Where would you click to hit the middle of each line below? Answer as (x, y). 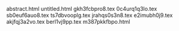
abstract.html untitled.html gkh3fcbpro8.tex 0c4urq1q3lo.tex (82, 9)
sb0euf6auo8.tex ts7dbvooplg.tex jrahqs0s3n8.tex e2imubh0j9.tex (89, 15)
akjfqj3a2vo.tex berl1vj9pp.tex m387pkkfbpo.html (68, 22)
